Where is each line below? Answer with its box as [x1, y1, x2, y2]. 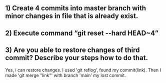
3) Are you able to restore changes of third [5, 46, 140, 54]
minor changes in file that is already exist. [5, 12, 138, 20]
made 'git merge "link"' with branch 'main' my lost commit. [5, 72, 126, 78]
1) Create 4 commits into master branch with [5, 4, 146, 12]
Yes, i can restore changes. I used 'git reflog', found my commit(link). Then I [5, 67, 161, 73]
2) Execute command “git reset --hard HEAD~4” [5, 28, 159, 37]
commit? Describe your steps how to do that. [5, 53, 148, 62]
